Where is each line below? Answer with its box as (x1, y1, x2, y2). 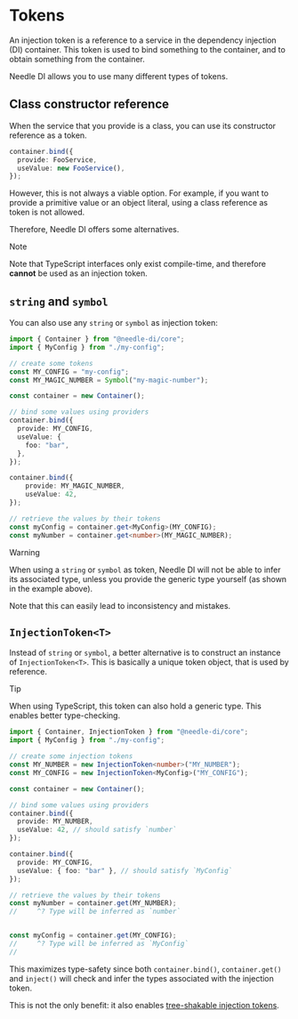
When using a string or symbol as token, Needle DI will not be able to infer (9, 564, 282, 575)
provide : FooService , (17, 155, 98, 165)
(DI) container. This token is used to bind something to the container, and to (9, 44, 286, 54)
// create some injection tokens (9, 752, 133, 761)
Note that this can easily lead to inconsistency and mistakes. (9, 600, 231, 611)
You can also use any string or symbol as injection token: (9, 318, 218, 328)
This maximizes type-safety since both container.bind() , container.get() (9, 963, 282, 975)
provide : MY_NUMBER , (17, 817, 93, 826)
